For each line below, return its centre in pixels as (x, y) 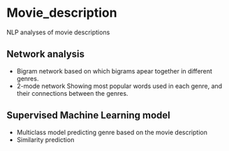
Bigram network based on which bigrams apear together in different (114, 71)
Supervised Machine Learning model (88, 116)
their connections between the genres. (72, 93)
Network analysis (46, 54)
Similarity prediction (45, 139)
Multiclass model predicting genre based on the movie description (112, 132)
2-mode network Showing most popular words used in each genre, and (119, 86)
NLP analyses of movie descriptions (58, 32)
